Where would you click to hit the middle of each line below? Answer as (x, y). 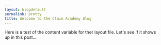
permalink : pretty (23, 14)
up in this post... (21, 37)
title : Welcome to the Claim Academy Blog (48, 18)
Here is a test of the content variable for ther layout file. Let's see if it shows (80, 32)
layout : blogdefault (25, 9)
